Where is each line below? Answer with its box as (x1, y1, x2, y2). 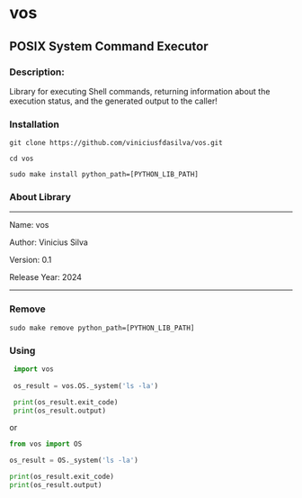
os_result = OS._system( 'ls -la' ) (9, 456, 139, 466)
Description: (9, 66, 65, 78)
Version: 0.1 (9, 255, 52, 266)
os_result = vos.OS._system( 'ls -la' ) (13, 381, 159, 390)
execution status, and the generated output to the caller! (9, 95, 218, 106)
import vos (13, 365, 54, 374)
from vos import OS (9, 439, 83, 448)
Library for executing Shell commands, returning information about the (9, 86, 271, 96)
